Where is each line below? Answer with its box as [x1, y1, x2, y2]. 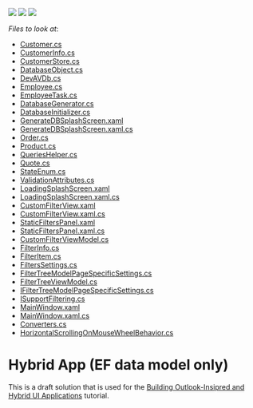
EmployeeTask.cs [19, 90, 77, 100]
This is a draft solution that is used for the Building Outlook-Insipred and [8, 382, 245, 391]
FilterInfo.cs [19, 244, 60, 252]
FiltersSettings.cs [19, 260, 77, 269]
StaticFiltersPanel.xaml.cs [19, 226, 105, 236]
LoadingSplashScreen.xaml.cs [19, 192, 120, 201]
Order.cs [19, 133, 49, 142]
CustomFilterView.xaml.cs [19, 209, 105, 219]
